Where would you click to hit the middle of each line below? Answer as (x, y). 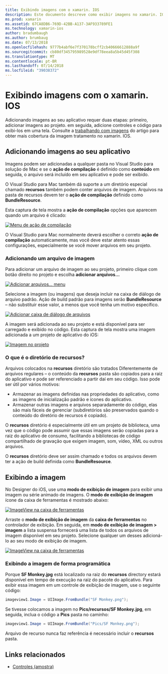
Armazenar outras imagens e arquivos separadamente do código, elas (85, 405)
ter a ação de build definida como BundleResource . (59, 462)
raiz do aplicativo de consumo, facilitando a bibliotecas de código (73, 436)
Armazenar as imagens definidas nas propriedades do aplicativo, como (86, 394)
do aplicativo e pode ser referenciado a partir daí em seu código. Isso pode (83, 379)
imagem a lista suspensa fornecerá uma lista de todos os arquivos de (77, 530)
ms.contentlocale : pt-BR (31, 61)
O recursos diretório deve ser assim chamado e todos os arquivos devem (81, 456)
